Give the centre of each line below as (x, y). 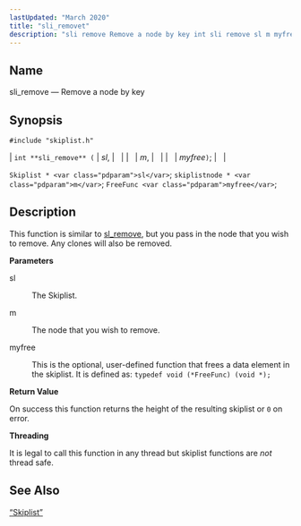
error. (19, 418)
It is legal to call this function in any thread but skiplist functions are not (141, 453)
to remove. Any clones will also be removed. (91, 243)
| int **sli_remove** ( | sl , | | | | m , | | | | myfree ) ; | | (118, 157)
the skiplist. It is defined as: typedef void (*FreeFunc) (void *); (151, 374)
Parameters (31, 260)
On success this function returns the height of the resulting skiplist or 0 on (146, 409)
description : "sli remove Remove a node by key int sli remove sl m (140, 34)
